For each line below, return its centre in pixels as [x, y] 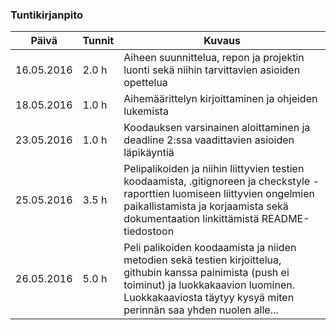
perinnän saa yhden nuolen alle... [201, 310]
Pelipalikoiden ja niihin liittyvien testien [214, 169]
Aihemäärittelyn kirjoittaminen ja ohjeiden [220, 99]
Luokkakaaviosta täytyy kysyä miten [209, 298]
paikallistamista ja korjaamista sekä [206, 206]
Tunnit [98, 41]
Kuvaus [222, 41]
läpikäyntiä [149, 153]
